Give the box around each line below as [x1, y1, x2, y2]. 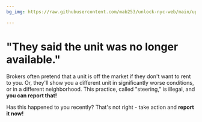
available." [6, 52, 61, 66]
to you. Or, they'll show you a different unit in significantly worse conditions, [6, 79, 194, 86]
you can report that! [6, 91, 57, 99]
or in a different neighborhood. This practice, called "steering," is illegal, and [6, 85, 195, 93]
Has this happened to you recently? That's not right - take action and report [6, 103, 194, 111]
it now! [6, 109, 24, 117]
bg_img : [6, 8, 26, 15]
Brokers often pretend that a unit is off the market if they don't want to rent [6, 73, 191, 80]
